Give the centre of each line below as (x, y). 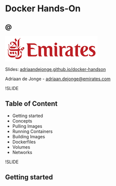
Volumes (21, 147)
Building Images (29, 136)
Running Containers (32, 131)
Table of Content (31, 104)
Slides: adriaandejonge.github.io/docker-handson (56, 69)
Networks (22, 152)
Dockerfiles (24, 142)
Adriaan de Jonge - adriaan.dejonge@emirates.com (58, 79)
